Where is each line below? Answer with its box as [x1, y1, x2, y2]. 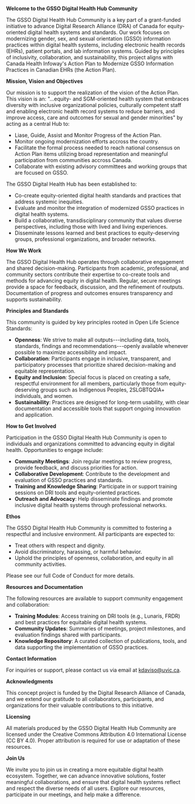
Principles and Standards [6, 307, 69, 314]
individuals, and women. [14, 393, 74, 399]
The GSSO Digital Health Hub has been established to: [6, 180, 138, 187]
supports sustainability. [6, 296, 63, 303]
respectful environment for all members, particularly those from [14, 380, 168, 387]
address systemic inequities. [14, 198, 84, 205]
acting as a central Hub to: [6, 120, 70, 127]
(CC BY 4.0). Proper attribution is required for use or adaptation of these [6, 737, 180, 744]
